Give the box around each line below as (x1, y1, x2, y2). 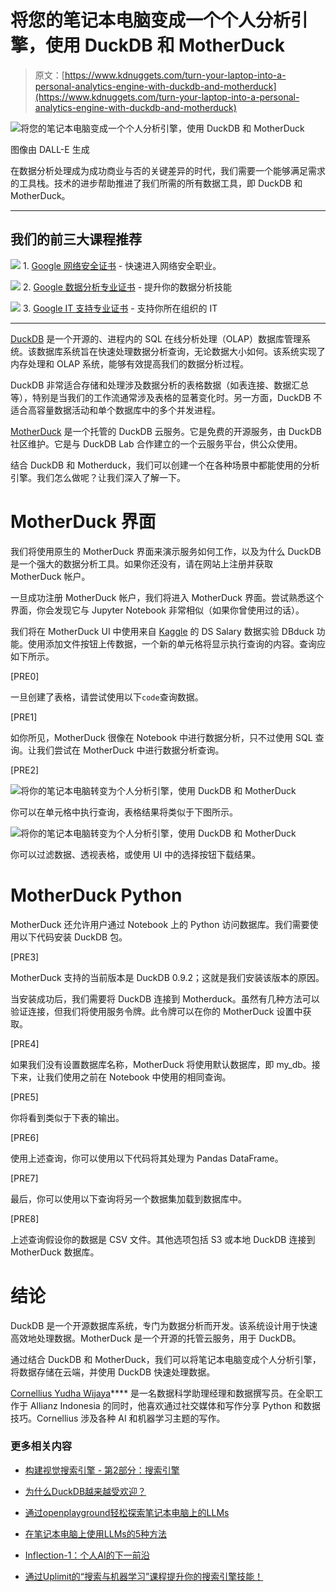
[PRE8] (10, 1212, 40, 1225)
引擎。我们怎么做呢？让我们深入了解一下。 (10, 471, 186, 483)
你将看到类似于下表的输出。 (10, 1111, 125, 1123)
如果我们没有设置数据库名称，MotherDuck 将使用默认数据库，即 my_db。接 (10, 1058, 321, 1070)
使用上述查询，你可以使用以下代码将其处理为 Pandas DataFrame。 (10, 1152, 284, 1164)
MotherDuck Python (10, 884, 183, 906)
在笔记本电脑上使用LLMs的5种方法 (24, 1527, 167, 1540)
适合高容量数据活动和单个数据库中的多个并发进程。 (10, 404, 221, 416)
